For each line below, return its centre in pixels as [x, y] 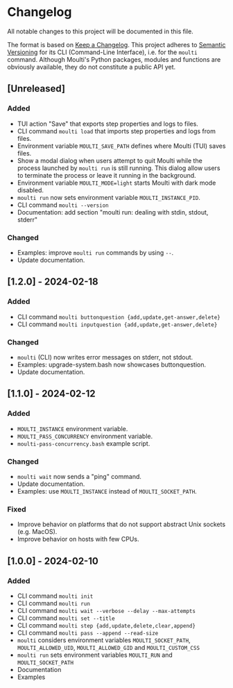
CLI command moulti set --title [66, 618]
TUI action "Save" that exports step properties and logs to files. [108, 124]
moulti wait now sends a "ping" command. [79, 476]
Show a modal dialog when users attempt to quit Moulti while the [110, 160]
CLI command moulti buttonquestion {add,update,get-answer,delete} [119, 317]
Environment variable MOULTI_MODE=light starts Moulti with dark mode [116, 183]
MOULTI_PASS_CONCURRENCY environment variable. [85, 436]
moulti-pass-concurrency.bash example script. [84, 443]
